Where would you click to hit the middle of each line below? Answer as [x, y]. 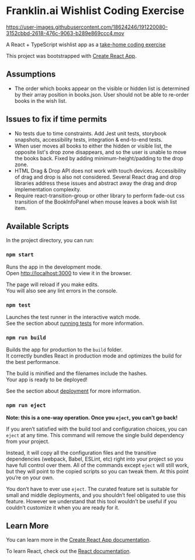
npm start [20, 255]
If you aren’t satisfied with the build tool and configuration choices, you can [97, 429]
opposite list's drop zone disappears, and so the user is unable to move [100, 152]
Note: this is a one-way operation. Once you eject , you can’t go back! [92, 417]
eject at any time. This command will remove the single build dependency [95, 435]
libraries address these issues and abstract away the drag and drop [95, 183]
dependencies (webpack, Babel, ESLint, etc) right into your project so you [95, 459]
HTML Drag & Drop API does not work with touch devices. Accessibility [100, 170]
